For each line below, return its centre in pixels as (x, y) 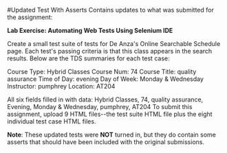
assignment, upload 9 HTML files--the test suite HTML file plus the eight (110, 114)
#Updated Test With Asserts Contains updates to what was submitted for (111, 10)
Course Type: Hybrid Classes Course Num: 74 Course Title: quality (102, 72)
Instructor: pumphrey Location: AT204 (61, 86)
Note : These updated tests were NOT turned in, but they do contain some (112, 134)
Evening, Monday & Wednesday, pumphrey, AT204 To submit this (100, 107)
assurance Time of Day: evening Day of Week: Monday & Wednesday (106, 79)
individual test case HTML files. (52, 121)
